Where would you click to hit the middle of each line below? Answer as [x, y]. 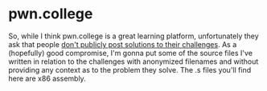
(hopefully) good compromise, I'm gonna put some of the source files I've [131, 53]
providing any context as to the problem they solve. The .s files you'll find [130, 69]
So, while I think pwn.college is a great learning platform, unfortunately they [133, 36]
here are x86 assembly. [47, 78]
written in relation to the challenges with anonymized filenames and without [133, 61]
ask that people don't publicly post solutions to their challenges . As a [123, 44]
